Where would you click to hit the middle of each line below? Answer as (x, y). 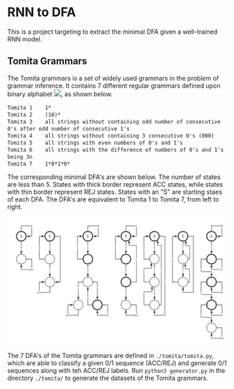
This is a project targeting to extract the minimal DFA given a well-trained (112, 32)
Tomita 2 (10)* (34, 114)
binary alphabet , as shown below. (60, 94)
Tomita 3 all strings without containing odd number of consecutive (114, 121)
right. (15, 206)
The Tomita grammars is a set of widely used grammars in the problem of (113, 78)
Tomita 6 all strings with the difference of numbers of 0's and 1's (116, 150)
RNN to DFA (42, 12)
